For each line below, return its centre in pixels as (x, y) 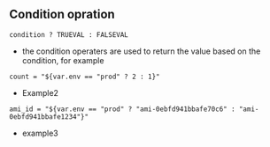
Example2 (40, 92)
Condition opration (62, 15)
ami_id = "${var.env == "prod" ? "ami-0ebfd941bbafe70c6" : (123, 109)
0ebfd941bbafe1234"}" (49, 117)
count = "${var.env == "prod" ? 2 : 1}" (85, 77)
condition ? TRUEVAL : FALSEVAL (69, 34)
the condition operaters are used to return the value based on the (141, 51)
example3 (40, 133)
